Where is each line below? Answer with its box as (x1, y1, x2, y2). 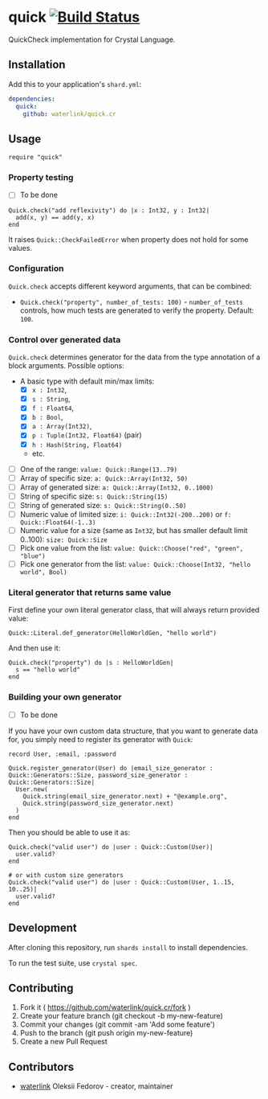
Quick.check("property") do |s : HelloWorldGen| (8, 659, 174, 667)
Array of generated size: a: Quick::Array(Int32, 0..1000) (19, 482, 214, 492)
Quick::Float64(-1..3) (19, 519, 96, 527)
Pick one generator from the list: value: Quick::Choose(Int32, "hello (19, 560, 251, 569)
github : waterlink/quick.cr (22, 109, 116, 118)
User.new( (15, 785, 48, 793)
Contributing (8, 982, 74, 994)
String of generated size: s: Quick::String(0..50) (19, 500, 187, 510)
